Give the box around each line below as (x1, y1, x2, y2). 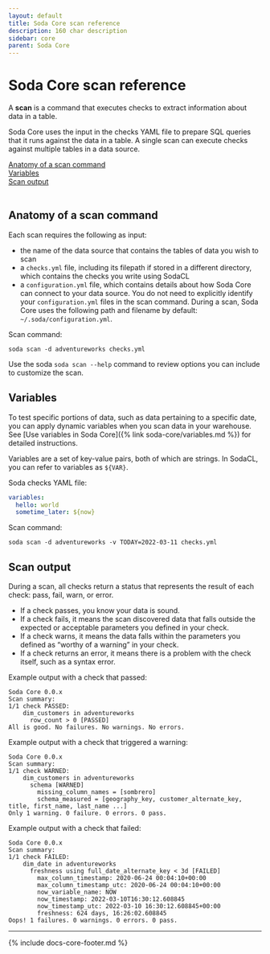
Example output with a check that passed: (8, 672, 147, 682)
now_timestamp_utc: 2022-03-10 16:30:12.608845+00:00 (37, 903, 221, 911)
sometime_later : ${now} (15, 508, 95, 516)
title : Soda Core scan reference (8, 19, 121, 27)
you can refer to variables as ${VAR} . (8, 462, 129, 471)
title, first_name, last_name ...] (8, 802, 128, 811)
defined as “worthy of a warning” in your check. (19, 640, 179, 650)
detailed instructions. (8, 438, 78, 447)
